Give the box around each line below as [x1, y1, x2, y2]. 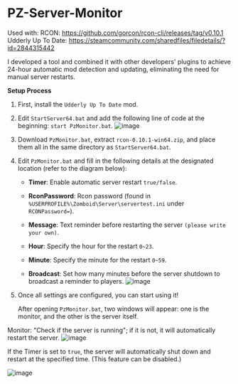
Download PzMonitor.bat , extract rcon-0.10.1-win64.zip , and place [17, 135, 216, 144]
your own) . [28, 228, 60, 236]
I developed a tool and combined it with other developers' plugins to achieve [7, 57, 231, 65]
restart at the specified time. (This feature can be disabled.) [7, 354, 182, 363]
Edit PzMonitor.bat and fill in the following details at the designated [17, 156, 215, 165]
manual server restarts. [7, 73, 76, 81]
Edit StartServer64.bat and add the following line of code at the [17, 114, 205, 122]
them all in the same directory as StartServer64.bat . [17, 142, 172, 151]
